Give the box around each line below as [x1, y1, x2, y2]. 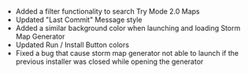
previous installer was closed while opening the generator [15, 57, 204, 66]
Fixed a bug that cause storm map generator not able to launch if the [15, 49, 239, 57]
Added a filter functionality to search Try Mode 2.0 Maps [15, 7, 201, 16]
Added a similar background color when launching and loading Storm [15, 24, 241, 32]
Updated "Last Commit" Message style [15, 15, 143, 24]
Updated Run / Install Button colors [15, 40, 130, 50]
